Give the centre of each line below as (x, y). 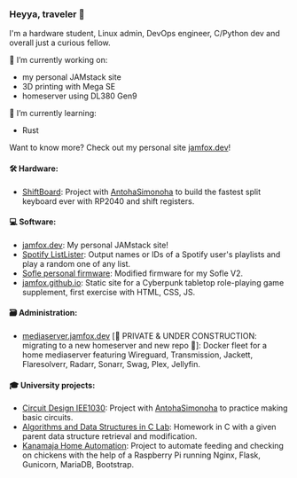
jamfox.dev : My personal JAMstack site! (95, 245)
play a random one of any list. (76, 263)
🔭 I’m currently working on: (59, 60)
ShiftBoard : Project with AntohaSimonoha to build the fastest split (141, 192)
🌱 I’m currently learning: (53, 114)
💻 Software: (33, 222)
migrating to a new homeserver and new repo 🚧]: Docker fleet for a (145, 345)
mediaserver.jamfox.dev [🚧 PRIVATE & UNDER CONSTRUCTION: (139, 335)
